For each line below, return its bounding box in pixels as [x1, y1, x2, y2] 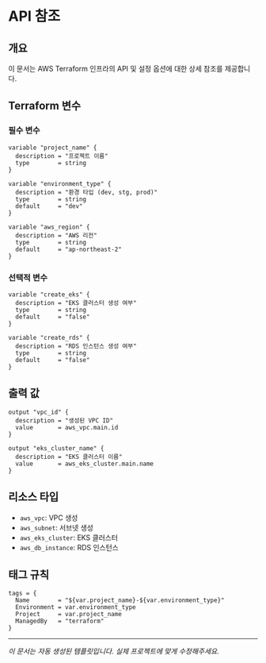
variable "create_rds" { [8, 333, 90, 341]
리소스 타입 [8, 490, 59, 504]
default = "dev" [15, 202, 83, 210]
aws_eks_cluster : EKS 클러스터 [19, 533, 119, 542]
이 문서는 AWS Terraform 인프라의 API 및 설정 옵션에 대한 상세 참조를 [8, 64, 223, 73]
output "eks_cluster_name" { [8, 444, 104, 453]
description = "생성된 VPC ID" [15, 416, 113, 425]
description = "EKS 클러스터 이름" [15, 453, 123, 461]
